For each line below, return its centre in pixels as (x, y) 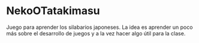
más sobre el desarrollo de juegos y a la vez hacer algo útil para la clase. (96, 33)
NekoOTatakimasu (53, 11)
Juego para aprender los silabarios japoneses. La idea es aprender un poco (99, 27)
